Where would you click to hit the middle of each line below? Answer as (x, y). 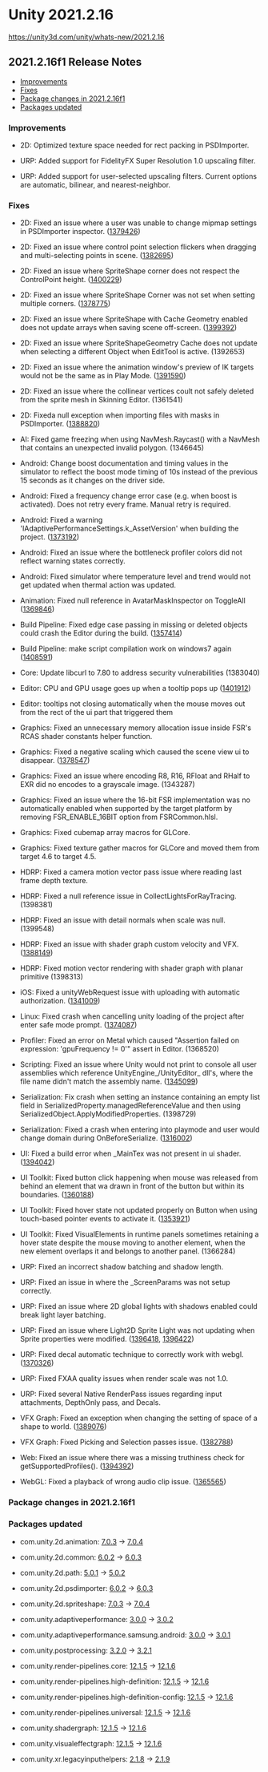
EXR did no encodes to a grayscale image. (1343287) (108, 785)
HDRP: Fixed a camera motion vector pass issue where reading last (131, 872)
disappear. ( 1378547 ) (55, 761)
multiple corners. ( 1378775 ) (65, 304)
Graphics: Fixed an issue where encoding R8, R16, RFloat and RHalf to (135, 776)
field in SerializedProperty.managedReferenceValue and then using (130, 1106)
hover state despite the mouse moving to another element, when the (132, 1243)
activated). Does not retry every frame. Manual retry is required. (125, 505)
